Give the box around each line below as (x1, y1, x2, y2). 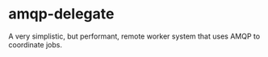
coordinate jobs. (8, 39, 63, 49)
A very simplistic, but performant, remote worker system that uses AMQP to (8, 31, 261, 41)
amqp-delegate (8, 5, 115, 23)
